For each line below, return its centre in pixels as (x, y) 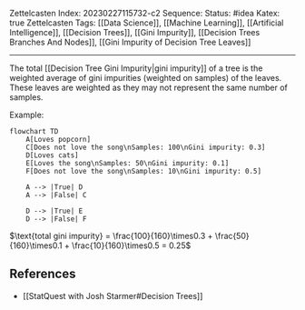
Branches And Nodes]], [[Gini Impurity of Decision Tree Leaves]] (130, 42)
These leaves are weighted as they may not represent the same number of (148, 87)
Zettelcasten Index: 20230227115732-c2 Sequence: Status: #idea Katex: (145, 13)
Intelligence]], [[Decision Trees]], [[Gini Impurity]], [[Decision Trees (135, 32)
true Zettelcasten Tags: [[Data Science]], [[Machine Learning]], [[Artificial (147, 23)
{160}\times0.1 (36, 245)
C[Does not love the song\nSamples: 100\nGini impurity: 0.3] (146, 147)
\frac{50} (232, 236)
